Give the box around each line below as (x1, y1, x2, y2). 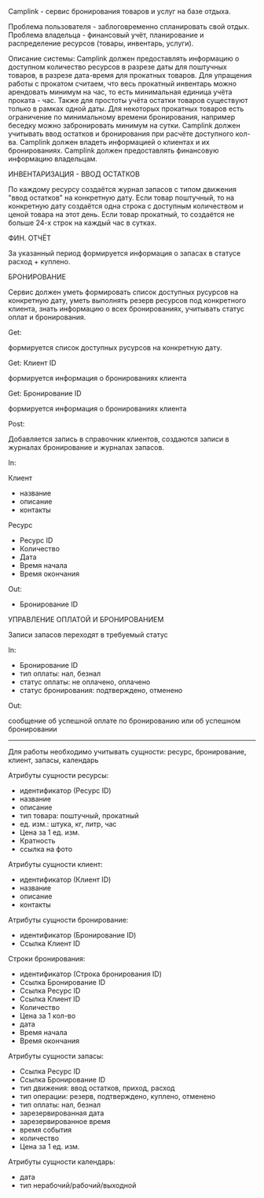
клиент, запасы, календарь (8, 755, 99, 765)
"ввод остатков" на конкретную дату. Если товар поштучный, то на (8, 193, 234, 202)
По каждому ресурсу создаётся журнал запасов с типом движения (8, 185, 237, 194)
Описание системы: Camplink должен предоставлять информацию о (8, 54, 240, 63)
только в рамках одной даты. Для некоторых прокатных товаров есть (8, 104, 244, 113)
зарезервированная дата (19, 1108, 104, 1118)
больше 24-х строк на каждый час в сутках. (8, 218, 157, 227)
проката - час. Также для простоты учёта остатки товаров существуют (8, 96, 249, 105)
